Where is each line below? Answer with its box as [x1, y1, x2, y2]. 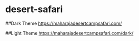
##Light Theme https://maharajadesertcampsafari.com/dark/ [5, 30, 134, 36]
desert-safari [5, 4, 63, 15]
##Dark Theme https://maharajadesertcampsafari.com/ [5, 20, 122, 26]
